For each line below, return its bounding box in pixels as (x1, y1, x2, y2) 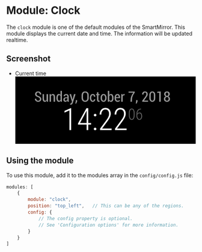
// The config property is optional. (38, 215, 133, 221)
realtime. (6, 36, 28, 43)
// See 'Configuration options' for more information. (38, 222, 179, 228)
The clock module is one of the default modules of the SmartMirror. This (6, 23, 185, 31)
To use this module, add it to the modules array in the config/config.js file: (6, 171, 194, 179)
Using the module (6, 156, 74, 166)
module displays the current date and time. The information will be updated (6, 29, 192, 37)
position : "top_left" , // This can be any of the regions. (28, 203, 185, 209)
